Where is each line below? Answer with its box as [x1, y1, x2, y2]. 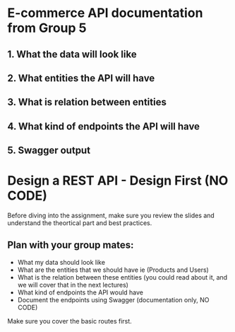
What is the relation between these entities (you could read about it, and [17, 273, 228, 281]
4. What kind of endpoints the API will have [7, 120, 200, 132]
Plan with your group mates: [7, 239, 134, 251]
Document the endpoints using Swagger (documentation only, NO [17, 295, 210, 304]
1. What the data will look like [7, 48, 137, 60]
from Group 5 [7, 20, 87, 36]
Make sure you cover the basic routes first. [7, 316, 132, 325]
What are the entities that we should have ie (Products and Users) [17, 265, 210, 274]
